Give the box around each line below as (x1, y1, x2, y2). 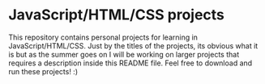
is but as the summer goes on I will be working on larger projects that (8, 49, 240, 59)
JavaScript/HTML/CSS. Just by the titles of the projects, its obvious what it (8, 40, 259, 50)
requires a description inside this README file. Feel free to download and (8, 58, 253, 68)
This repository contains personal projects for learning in (8, 32, 199, 42)
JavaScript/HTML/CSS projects (8, 6, 225, 24)
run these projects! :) (8, 66, 79, 76)
